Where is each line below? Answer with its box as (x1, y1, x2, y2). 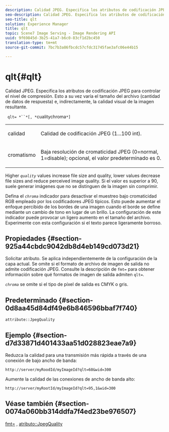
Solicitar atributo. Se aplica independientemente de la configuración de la (5, 256, 157, 262)
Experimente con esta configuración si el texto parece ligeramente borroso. (5, 220, 162, 226)
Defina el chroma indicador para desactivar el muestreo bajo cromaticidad (5, 193, 157, 199)
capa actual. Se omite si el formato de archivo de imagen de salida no (5, 261, 149, 267)
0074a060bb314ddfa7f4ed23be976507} (5, 407, 137, 416)
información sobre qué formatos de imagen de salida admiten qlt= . (5, 272, 144, 278)
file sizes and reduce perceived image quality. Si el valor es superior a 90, (5, 177, 158, 184)
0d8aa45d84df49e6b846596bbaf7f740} (5, 303, 138, 313)
